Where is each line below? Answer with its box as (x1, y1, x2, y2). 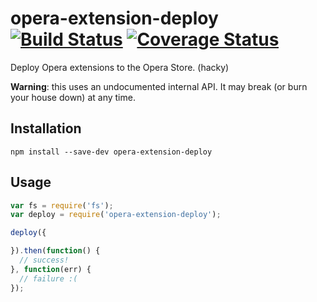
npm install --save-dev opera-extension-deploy (10, 147, 213, 157)
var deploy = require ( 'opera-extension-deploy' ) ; (10, 210, 222, 220)
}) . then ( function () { (10, 246, 101, 256)
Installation (10, 120, 82, 137)
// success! (19, 255, 70, 266)
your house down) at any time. (10, 91, 136, 103)
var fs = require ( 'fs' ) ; (10, 200, 114, 211)
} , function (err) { (10, 264, 92, 274)
